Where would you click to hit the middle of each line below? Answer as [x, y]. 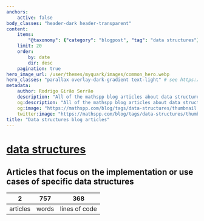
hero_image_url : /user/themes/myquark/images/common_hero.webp [88, 74]
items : [25, 35]
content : [17, 29]
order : [25, 52]
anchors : [17, 12]
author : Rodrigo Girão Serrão [56, 91]
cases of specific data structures [70, 181]
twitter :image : [36, 114]
